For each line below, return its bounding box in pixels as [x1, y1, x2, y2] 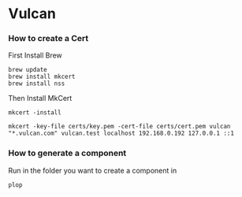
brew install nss [8, 80, 65, 87]
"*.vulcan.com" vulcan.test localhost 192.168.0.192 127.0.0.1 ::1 [8, 129, 235, 138]
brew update [8, 66, 47, 74]
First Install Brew [8, 50, 63, 60]
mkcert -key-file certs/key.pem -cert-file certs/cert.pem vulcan [8, 123, 231, 131]
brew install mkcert [8, 72, 76, 81]
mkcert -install [8, 109, 61, 117]
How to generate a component [8, 147, 127, 158]
